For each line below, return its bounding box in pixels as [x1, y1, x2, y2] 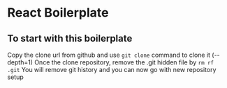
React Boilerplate [7, 5, 109, 21]
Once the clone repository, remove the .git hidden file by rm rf [34, 58, 214, 67]
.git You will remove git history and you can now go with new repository [7, 66, 217, 73]
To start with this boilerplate [7, 33, 133, 44]
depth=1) [7, 58, 34, 67]
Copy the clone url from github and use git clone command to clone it [7, 51, 211, 59]
